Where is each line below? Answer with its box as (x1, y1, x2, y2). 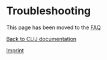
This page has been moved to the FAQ (6, 24, 101, 31)
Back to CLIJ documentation (6, 35, 77, 42)
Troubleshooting (6, 4, 91, 18)
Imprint (6, 46, 24, 54)
